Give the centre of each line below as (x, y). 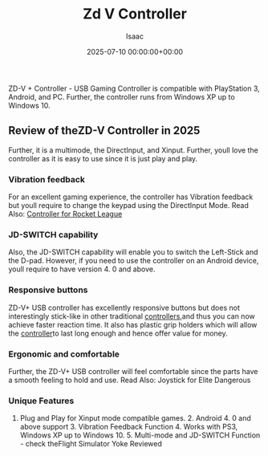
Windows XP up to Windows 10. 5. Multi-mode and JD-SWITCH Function (140, 435)
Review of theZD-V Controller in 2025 (104, 130)
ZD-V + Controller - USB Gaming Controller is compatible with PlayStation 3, (134, 88)
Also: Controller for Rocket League (65, 214)
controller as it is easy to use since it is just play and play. (103, 158)
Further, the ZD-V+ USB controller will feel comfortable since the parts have (133, 371)
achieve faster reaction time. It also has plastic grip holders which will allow (133, 324)
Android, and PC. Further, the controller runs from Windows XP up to (122, 96)
